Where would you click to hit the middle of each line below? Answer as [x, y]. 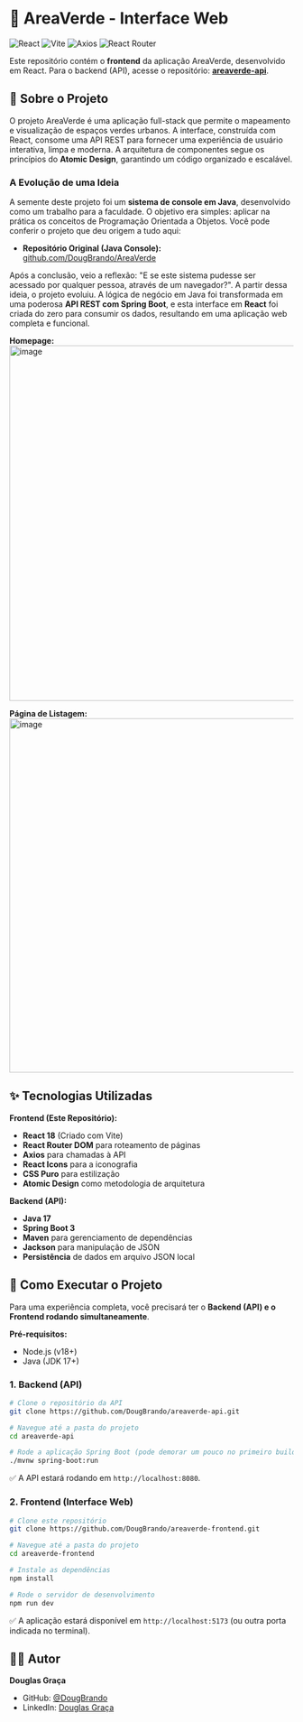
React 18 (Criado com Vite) [73, 1135]
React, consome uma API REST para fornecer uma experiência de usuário [147, 140]
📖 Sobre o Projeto [59, 99]
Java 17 [37, 1218]
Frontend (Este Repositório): [63, 1117]
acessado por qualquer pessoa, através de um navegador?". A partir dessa [148, 285]
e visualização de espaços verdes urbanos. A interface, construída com [143, 130]
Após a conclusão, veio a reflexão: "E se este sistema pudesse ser [133, 275]
